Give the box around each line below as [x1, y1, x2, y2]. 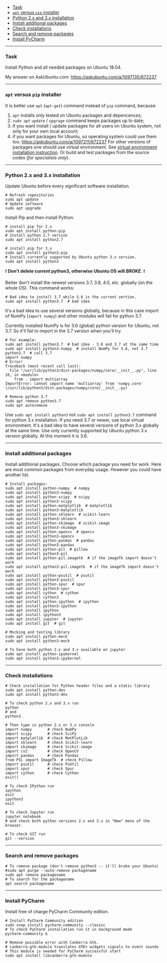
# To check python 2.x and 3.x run [5, 701, 79, 706]
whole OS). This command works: [5, 285, 75, 291]
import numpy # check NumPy [5, 727, 77, 732]
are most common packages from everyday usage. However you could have [5, 467, 162, 473]
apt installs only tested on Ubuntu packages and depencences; [12, 112, 142, 118]
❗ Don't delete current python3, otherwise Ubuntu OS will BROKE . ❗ [5, 268, 145, 274]
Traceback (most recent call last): [5, 363, 81, 368]
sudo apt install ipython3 [5, 613, 61, 618]
